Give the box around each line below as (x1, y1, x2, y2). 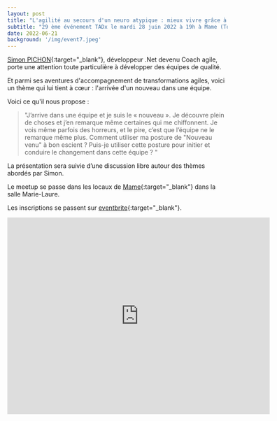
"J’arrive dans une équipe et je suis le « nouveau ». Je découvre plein (24, 111, 225, 120)
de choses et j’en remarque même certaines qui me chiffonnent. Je (24, 118, 218, 127)
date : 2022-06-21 (7, 29, 58, 37)
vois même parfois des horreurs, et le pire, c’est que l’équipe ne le (24, 126, 215, 134)
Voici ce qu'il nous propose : (7, 97, 90, 106)
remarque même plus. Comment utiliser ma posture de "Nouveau (24, 134, 213, 142)
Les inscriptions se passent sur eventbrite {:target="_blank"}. (7, 204, 182, 212)
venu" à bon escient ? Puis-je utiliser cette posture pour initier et (24, 141, 211, 149)
